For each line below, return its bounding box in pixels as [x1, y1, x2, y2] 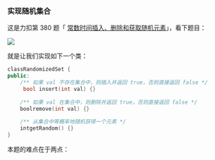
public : [7, 73, 30, 80]
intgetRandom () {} [20, 125, 74, 132]
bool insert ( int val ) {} [23, 85, 97, 92]
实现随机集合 [7, 6, 51, 16]
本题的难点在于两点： [7, 144, 69, 153]
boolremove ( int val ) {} [20, 105, 90, 112]
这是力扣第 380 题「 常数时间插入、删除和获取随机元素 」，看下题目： [7, 23, 207, 32]
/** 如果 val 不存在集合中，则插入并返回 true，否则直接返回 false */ [20, 79, 208, 86]
